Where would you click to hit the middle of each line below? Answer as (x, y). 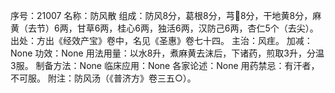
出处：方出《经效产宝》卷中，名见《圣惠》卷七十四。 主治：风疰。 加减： (161, 40)
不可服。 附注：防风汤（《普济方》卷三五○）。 (103, 78)
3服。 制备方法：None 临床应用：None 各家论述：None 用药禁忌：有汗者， (165, 65)
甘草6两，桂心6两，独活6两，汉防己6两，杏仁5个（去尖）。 (197, 28)
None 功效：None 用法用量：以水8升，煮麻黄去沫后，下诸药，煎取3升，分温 (167, 53)
